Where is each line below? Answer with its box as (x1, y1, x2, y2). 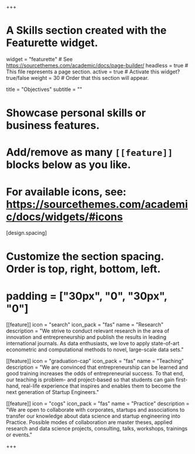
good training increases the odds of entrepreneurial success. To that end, (6, 370, 184, 377)
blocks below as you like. (6, 158, 131, 171)
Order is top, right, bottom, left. (6, 263, 161, 276)
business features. (6, 119, 100, 132)
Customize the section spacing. (6, 250, 164, 263)
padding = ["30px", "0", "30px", (6, 289, 167, 302)
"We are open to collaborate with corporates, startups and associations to (6, 406, 185, 413)
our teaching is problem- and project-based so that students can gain (6, 376, 175, 384)
